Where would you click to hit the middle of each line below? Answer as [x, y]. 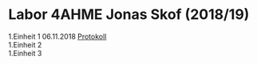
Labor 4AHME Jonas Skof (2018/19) [129, 15]
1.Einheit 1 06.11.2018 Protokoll [57, 36]
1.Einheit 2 [25, 44]
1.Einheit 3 [25, 53]
